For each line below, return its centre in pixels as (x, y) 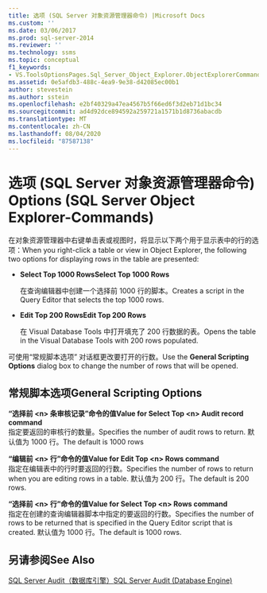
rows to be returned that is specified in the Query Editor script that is (120, 523)
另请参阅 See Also (52, 560)
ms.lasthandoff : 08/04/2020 (55, 134)
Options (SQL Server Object (102, 200)
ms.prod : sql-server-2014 (51, 38)
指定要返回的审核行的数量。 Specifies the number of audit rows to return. (127, 432)
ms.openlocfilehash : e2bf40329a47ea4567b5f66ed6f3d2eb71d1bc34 (115, 104)
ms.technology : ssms (43, 52)
